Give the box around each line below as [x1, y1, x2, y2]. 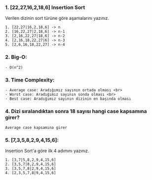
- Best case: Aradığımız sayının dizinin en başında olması [5, 96, 132, 101]
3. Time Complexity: [5, 76, 55, 83]
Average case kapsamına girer [5, 125, 68, 130]
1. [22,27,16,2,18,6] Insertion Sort [5, 4, 85, 11]
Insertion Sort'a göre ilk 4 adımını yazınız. [5, 148, 89, 154]
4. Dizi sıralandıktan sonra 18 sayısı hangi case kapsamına [5, 108, 147, 115]
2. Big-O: [5, 54, 27, 60]
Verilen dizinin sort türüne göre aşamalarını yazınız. [5, 15, 110, 21]
